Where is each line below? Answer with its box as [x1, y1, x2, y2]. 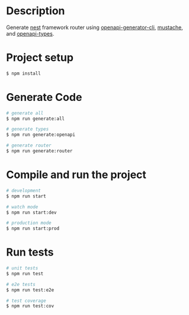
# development [6, 187, 41, 193]
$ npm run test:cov [6, 303, 55, 309]
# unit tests [6, 265, 39, 271]
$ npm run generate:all [6, 116, 65, 122]
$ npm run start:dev [6, 209, 57, 215]
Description [6, 4, 65, 18]
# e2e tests [6, 281, 36, 287]
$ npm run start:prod [6, 225, 60, 232]
